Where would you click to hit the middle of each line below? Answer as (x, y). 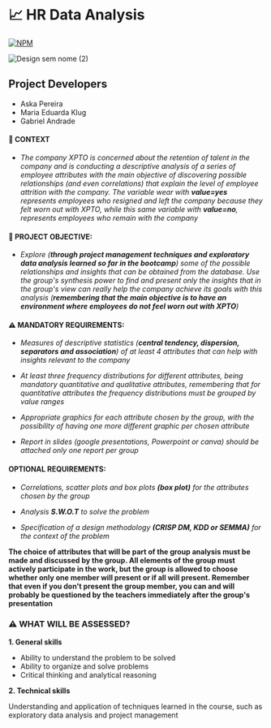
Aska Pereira (41, 103)
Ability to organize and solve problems (84, 666)
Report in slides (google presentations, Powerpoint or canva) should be (140, 442)
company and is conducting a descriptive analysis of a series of (128, 166)
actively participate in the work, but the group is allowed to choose (123, 569)
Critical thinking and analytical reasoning (88, 674)
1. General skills (35, 642)
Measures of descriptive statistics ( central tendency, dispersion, (130, 343)
